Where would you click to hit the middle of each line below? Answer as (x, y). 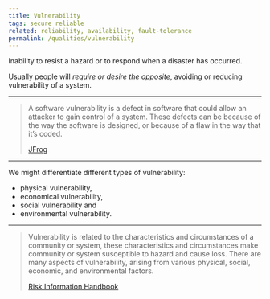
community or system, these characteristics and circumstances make (143, 245)
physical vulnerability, (56, 188)
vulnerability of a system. (50, 85)
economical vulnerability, (61, 197)
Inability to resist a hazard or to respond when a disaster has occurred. (125, 61)
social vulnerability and (58, 205)
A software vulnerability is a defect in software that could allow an (137, 109)
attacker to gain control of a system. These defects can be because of (144, 117)
